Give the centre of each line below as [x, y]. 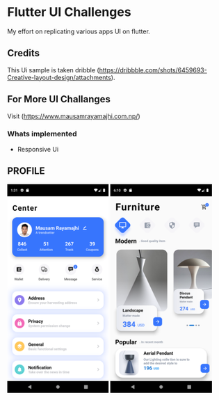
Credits [24, 53]
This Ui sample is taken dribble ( [53, 70]
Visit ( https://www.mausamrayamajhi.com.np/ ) [74, 116]
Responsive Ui [38, 149]
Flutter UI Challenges [69, 12]
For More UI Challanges [59, 99]
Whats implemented [42, 134]
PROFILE [26, 171]
